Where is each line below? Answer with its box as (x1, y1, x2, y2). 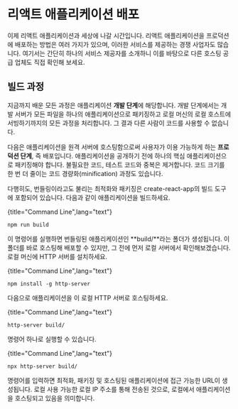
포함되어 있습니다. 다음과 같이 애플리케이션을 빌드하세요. (14, 193, 171, 202)
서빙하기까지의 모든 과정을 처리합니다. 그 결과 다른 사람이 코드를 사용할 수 (7, 119, 210, 127)
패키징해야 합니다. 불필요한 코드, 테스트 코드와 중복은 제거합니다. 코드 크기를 (14, 160, 225, 169)
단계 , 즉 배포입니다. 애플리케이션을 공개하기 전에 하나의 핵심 (20, 151, 185, 160)
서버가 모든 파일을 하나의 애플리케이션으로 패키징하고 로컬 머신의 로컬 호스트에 (14, 109, 232, 118)
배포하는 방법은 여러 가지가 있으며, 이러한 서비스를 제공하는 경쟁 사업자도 (14, 40, 216, 48)
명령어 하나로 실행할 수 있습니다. (7, 334, 97, 343)
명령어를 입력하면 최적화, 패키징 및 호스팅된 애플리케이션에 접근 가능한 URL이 (7, 376, 220, 384)
